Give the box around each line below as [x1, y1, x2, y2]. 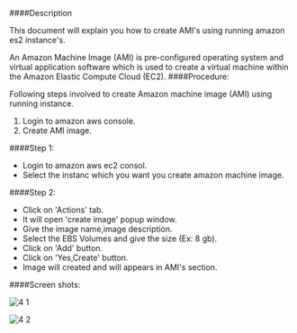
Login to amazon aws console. [22, 116, 136, 126]
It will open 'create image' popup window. [22, 214, 177, 224]
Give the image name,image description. [22, 224, 173, 234]
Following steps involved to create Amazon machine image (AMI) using [9, 89, 273, 99]
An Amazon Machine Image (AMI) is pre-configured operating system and [9, 52, 284, 62]
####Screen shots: [9, 279, 81, 290]
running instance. [9, 98, 75, 109]
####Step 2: [9, 187, 57, 197]
